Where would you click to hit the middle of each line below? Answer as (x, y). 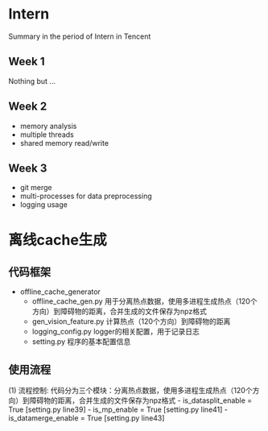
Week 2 (28, 107)
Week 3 (28, 168)
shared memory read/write (64, 143)
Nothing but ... (32, 81)
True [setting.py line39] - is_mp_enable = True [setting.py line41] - (118, 410)
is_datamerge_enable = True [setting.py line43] (87, 418)
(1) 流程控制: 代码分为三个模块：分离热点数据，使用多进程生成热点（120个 (130, 391)
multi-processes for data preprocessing (86, 196)
